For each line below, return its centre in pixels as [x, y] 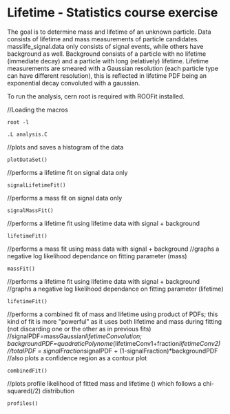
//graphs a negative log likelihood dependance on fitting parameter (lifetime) [115, 289]
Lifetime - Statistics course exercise [113, 13]
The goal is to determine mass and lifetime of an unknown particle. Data [109, 32]
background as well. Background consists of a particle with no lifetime [107, 54]
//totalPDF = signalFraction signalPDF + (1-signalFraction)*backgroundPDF [113, 351]
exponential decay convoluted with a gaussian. [74, 83]
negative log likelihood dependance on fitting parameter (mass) [97, 256]
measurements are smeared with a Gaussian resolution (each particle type [113, 68]
